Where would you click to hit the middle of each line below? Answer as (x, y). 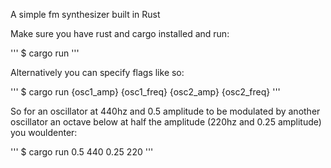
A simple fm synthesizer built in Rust (85, 14)
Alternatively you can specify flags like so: (97, 72)
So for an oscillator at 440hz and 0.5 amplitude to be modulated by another (165, 111)
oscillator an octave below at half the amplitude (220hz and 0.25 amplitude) (166, 122)
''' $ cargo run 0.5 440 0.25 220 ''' (82, 152)
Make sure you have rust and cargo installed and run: (120, 33)
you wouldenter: (44, 132)
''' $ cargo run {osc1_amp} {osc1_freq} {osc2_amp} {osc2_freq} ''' (145, 92)
